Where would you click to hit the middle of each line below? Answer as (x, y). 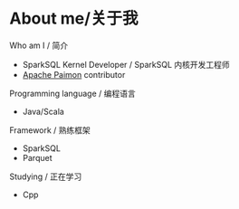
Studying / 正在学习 (46, 176)
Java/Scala (43, 111)
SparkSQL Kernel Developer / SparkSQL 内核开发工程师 (126, 64)
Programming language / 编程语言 (72, 93)
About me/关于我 (74, 19)
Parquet (37, 157)
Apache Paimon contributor (74, 74)
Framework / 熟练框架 (50, 130)
